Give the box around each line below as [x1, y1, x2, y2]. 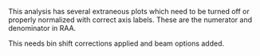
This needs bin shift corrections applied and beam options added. [8, 39, 225, 48]
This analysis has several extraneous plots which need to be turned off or [8, 7, 250, 16]
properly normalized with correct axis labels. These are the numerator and [8, 15, 253, 24]
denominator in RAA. [8, 24, 77, 32]
